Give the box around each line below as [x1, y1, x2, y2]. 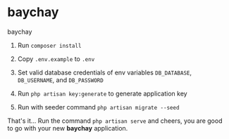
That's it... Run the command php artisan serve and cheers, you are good [7, 117, 223, 125]
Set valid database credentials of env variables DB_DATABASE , [17, 68, 192, 77]
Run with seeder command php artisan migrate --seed [17, 102, 180, 111]
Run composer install [17, 41, 82, 49]
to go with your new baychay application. [7, 124, 128, 132]
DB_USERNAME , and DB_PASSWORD [17, 75, 104, 84]
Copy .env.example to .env [17, 54, 95, 63]
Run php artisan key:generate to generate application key [17, 89, 188, 98]
